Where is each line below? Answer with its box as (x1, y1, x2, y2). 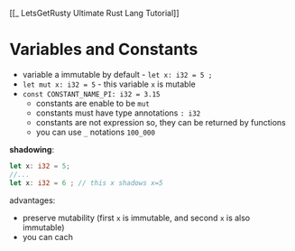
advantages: (9, 194, 56, 206)
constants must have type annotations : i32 (35, 107, 201, 118)
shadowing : (9, 144, 55, 154)
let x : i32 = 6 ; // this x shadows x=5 (9, 178, 164, 188)
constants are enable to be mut (35, 98, 151, 108)
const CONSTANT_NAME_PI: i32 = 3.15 (22, 89, 161, 98)
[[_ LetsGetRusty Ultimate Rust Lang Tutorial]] (9, 8, 180, 18)
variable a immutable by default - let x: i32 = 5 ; (22, 69, 213, 79)
